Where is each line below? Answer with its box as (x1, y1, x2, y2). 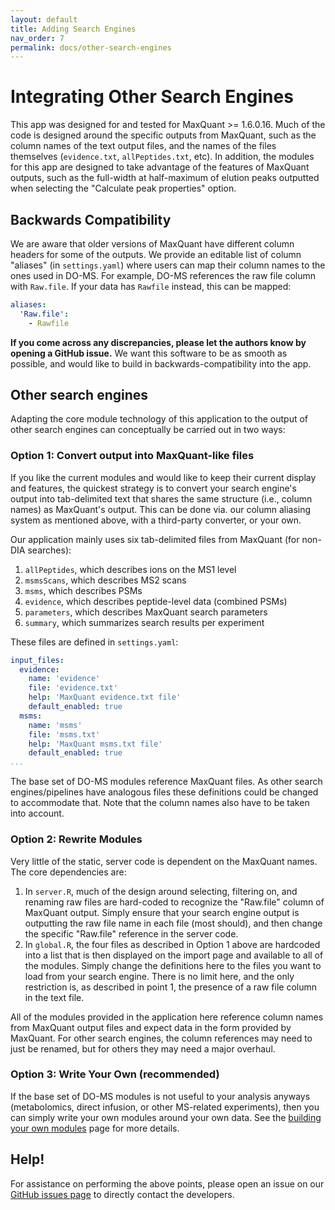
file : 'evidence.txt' (28, 683, 118, 693)
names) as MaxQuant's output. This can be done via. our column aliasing (10, 503, 312, 515)
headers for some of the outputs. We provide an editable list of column (10, 249, 302, 260)
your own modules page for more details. (10, 1122, 180, 1134)
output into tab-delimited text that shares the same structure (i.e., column (10, 492, 313, 505)
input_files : (10, 655, 65, 665)
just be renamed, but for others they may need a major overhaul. (10, 1042, 276, 1055)
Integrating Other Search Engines (10, 86, 294, 108)
